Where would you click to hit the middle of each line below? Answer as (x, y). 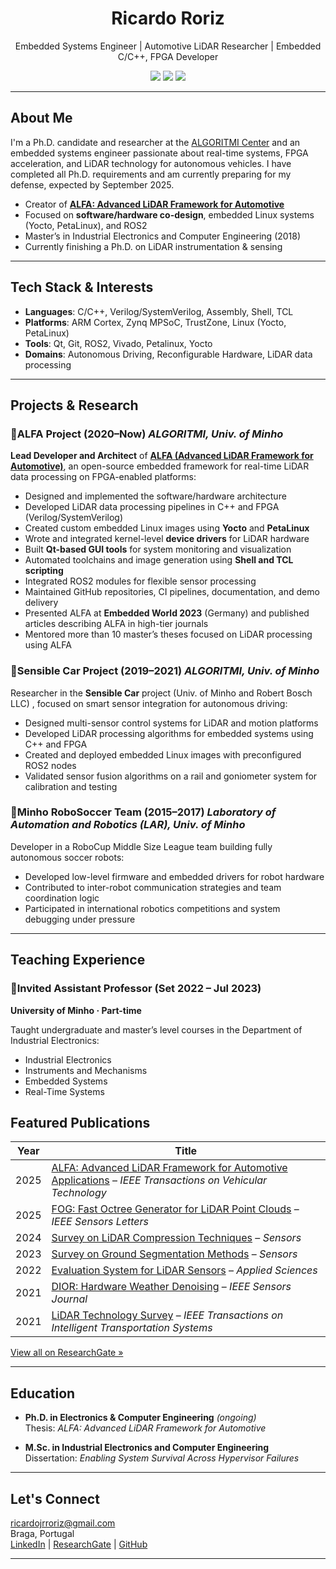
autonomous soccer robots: (67, 857)
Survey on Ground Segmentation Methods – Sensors (174, 1254)
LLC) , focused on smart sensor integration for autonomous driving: (149, 703)
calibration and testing (71, 786)
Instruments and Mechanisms (86, 1070)
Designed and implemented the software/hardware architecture (155, 496)
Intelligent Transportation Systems (132, 1328)
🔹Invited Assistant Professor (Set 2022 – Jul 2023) (136, 989)
